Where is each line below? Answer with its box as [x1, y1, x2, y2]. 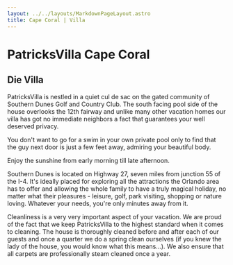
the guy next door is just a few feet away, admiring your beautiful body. [7, 143, 211, 151]
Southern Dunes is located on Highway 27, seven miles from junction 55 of [7, 169, 221, 178]
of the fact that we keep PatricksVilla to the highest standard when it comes [7, 220, 224, 228]
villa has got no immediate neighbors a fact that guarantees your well [7, 114, 205, 123]
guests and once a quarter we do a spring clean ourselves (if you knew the [7, 234, 222, 243]
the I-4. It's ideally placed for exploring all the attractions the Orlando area [7, 177, 220, 185]
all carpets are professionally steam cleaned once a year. [7, 249, 171, 257]
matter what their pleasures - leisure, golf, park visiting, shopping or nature [7, 191, 223, 200]
